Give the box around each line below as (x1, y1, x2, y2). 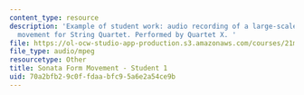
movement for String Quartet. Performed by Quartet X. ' (17, 30, 237, 39)
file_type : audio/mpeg (9, 47, 95, 56)
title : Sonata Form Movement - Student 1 (9, 64, 168, 73)
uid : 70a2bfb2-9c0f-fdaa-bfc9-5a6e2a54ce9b (9, 72, 176, 81)
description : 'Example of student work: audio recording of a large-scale (9, 22, 298, 31)
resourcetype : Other (9, 55, 88, 64)
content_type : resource (9, 13, 100, 23)
